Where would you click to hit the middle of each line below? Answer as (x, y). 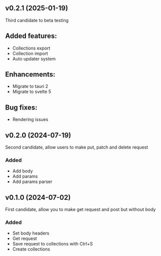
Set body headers (31, 233)
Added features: (31, 36)
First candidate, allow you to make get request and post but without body (80, 209)
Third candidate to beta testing (37, 20)
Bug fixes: (21, 107)
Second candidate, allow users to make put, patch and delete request (77, 147)
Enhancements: (30, 74)
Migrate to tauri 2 (30, 86)
